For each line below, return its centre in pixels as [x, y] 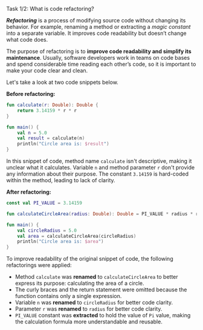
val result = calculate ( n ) [51, 138]
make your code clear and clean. [47, 71]
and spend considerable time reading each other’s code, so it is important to [101, 64]
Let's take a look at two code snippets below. [63, 82]
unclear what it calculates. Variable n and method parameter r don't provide [101, 167]
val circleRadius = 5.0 [47, 230]
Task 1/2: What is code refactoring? [50, 9]
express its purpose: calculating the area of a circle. [79, 284]
